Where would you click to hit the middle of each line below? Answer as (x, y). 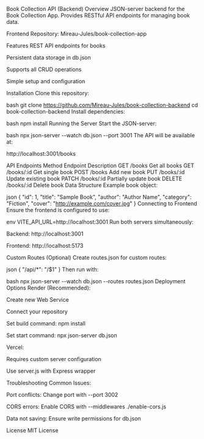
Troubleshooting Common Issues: (49, 383)
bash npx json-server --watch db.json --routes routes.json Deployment (96, 281)
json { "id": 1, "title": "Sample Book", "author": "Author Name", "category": (99, 197)
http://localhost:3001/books (41, 154)
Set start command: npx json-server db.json (62, 335)
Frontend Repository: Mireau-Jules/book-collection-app (77, 34)
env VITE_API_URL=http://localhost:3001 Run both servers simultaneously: (100, 222)
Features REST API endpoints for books (56, 46)
